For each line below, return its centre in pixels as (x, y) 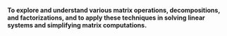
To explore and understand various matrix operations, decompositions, (114, 10)
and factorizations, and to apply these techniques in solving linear (106, 18)
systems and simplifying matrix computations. (77, 25)
